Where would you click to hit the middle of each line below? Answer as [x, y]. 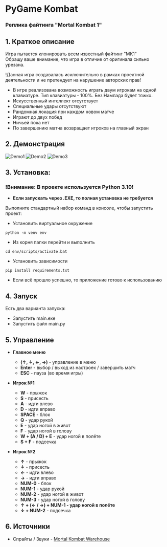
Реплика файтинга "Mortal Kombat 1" [54, 25]
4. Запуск [21, 296]
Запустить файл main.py [39, 324]
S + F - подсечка [39, 442]
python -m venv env [26, 233]
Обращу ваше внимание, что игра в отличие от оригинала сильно [77, 59]
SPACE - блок [35, 414]
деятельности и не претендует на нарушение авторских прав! [73, 80]
